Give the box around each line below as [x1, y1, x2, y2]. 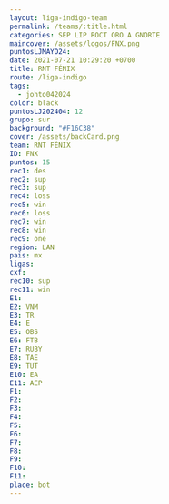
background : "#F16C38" [9, 124, 95, 133]
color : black [9, 98, 59, 108]
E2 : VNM [9, 302, 39, 311]
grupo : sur [9, 115, 51, 124]
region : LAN [9, 243, 55, 252]
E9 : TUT [9, 362, 39, 371]
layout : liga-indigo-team [9, 13, 107, 23]
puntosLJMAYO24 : [9, 47, 71, 57]
